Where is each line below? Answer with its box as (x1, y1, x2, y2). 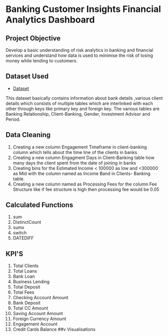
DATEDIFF (12, 235, 34, 241)
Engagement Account (12, 321, 58, 327)
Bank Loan (12, 273, 35, 280)
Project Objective (5, 34, 61, 42)
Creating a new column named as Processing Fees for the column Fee (12, 181, 157, 187)
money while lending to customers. (5, 58, 78, 63)
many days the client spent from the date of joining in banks (12, 160, 137, 166)
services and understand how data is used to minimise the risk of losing (5, 52, 154, 58)
